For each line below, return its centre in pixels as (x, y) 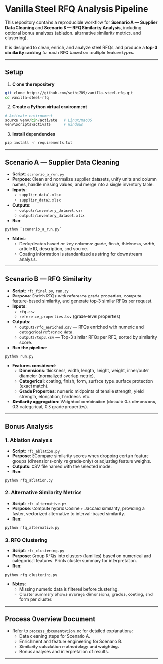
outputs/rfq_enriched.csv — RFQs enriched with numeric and (81, 327)
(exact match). (34, 386)
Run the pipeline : (29, 347)
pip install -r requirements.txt (39, 143)
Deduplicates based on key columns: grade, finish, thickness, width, (88, 244)
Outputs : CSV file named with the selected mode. (62, 466)
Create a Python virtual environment (49, 107)
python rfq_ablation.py (29, 481)
